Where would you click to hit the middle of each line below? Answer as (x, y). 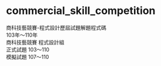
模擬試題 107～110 (28, 57)
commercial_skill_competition (81, 11)
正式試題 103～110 (28, 49)
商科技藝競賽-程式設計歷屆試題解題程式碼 (56, 27)
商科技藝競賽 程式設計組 (35, 42)
